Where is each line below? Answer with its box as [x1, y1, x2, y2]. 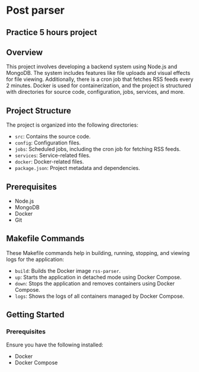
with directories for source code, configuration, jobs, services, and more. [6, 89, 185, 96]
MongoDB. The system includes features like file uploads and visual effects [6, 70, 191, 77]
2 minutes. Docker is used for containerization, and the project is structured [6, 82, 191, 89]
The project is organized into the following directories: [6, 121, 138, 128]
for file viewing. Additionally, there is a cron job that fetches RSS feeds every [6, 75, 194, 83]
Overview [6, 47, 43, 57]
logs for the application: [6, 256, 64, 263]
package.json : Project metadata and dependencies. [14, 165, 141, 172]
